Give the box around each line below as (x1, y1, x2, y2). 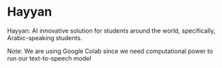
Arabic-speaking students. (7, 33, 82, 41)
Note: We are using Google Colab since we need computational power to (7, 47, 213, 55)
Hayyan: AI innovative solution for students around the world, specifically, (7, 27, 216, 35)
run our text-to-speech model (7, 54, 91, 62)
